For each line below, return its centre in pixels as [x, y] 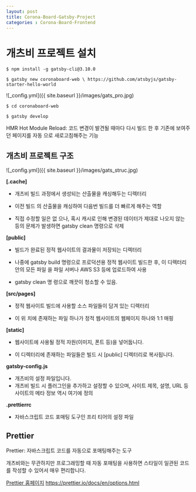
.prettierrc [19, 405]
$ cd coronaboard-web [33, 106]
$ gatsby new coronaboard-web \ [45, 80]
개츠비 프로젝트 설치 [51, 53]
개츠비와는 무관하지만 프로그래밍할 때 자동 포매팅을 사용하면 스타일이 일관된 [92, 463]
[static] [15, 330]
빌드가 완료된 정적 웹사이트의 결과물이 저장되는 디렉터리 [78, 250]
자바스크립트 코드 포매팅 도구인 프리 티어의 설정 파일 [74, 417]
